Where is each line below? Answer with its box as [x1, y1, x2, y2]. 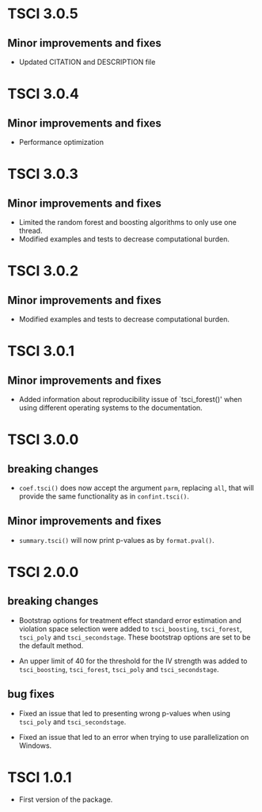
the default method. [18, 640, 84, 650]
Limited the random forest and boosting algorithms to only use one [18, 218, 237, 226]
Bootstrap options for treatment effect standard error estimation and [18, 615, 242, 625]
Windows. [18, 741, 52, 750]
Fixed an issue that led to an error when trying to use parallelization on [18, 732, 249, 742]
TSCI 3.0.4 [7, 85, 80, 103]
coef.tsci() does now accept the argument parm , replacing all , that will [18, 484, 254, 492]
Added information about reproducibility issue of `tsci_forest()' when [18, 395, 242, 404]
